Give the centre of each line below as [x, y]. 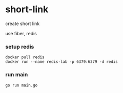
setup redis [20, 46]
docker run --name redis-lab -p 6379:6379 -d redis [61, 62]
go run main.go [22, 85]
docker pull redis [25, 57]
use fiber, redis [21, 33]
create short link [23, 24]
